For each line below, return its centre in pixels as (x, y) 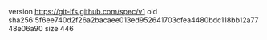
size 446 (59, 28)
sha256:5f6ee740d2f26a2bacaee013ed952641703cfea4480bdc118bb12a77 (133, 20)
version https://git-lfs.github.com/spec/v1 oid (83, 12)
